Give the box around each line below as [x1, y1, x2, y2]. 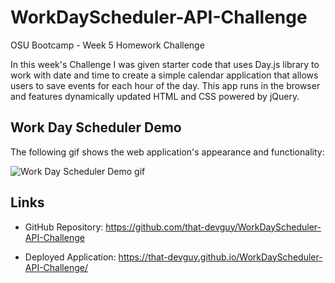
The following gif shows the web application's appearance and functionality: [10, 146, 325, 158]
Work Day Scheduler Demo [10, 119, 182, 136]
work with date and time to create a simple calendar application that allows [10, 69, 319, 81]
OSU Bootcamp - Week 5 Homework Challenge [10, 39, 205, 51]
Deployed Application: [24, 251, 117, 263]
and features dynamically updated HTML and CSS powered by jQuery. [10, 90, 300, 102]
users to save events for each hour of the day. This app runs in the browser [10, 79, 321, 91]
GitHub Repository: [24, 221, 104, 233]
